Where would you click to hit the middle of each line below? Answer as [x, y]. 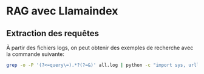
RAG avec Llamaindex [62, 11]
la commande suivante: [36, 54]
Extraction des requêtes [53, 33]
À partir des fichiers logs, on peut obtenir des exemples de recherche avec [100, 48]
